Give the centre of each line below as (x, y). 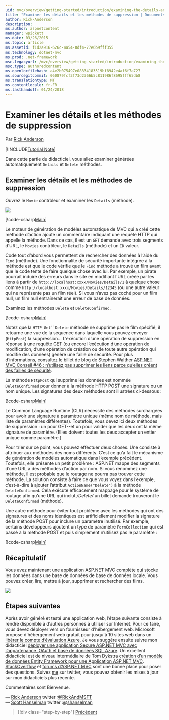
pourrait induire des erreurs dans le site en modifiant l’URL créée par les (80, 277)
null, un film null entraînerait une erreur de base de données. (68, 298)
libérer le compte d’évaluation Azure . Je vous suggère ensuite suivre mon (81, 640)
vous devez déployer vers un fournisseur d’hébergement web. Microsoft (80, 629)
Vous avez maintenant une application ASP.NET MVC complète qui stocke (82, 570)
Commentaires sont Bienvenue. (38, 687)
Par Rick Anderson (25, 139)
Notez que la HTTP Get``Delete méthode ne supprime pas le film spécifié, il (83, 328)
